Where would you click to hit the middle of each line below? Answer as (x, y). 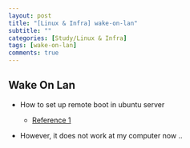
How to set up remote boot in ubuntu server (92, 104)
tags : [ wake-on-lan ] (43, 46)
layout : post (30, 16)
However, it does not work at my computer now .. (101, 135)
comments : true (34, 53)
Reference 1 (51, 120)
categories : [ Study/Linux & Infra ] (68, 38)
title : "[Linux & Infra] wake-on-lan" (73, 23)
